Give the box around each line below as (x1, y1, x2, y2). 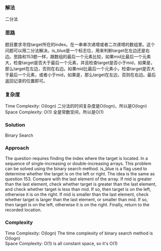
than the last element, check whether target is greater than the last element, (5, 181, 157, 187)
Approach (5, 144, 29, 151)
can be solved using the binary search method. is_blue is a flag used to (5, 166, 147, 172)
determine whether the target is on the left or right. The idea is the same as (5, 171, 155, 177)
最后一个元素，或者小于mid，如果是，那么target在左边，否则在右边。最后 (9, 72, 156, 78)
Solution (5, 121, 26, 128)
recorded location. (5, 207, 42, 213)
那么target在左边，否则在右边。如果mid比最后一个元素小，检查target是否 (5, 65, 151, 71)
